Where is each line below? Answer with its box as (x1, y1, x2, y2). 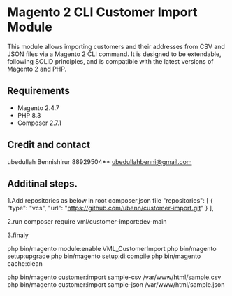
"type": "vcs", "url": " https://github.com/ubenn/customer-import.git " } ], (7, 204, 215, 213)
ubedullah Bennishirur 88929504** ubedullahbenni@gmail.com (7, 157, 192, 166)
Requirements (7, 85, 70, 97)
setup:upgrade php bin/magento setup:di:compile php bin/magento (7, 252, 201, 260)
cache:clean (7, 260, 43, 268)
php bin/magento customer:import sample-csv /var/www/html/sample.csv (7, 273, 222, 281)
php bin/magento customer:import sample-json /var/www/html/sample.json (7, 281, 225, 289)
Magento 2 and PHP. (7, 65, 67, 73)
